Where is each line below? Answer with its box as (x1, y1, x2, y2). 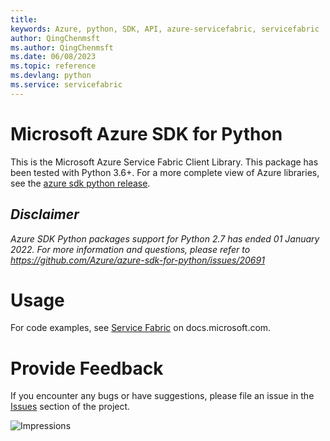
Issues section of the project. (10, 401, 131, 413)
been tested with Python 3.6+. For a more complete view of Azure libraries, (10, 166, 320, 178)
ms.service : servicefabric (10, 80, 123, 90)
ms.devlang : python (10, 71, 92, 81)
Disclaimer (10, 206, 80, 223)
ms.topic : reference (10, 61, 97, 71)
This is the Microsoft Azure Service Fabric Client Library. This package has (10, 156, 319, 168)
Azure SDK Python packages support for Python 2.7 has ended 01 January (10, 232, 320, 245)
